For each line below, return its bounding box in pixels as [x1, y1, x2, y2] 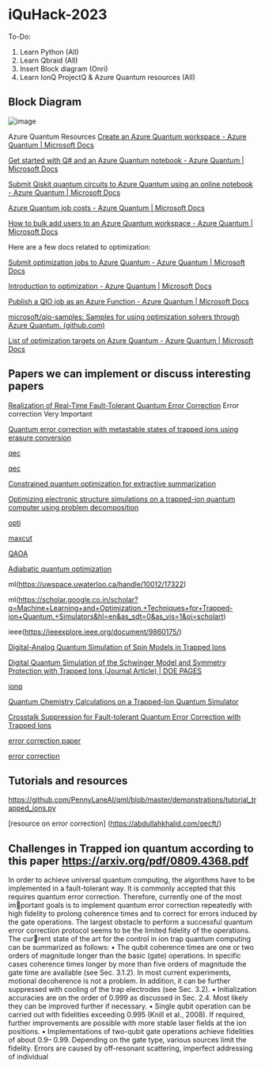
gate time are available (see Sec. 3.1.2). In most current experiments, [8, 968, 232, 978]
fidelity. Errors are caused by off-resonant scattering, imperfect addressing [8, 1043, 253, 1053]
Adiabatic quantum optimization [8, 564, 112, 574]
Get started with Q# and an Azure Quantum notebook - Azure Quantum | [8, 155, 244, 165]
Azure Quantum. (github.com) [8, 320, 105, 330]
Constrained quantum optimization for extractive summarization [8, 479, 216, 488]
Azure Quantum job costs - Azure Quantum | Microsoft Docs [8, 203, 206, 212]
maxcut [8, 533, 33, 543]
